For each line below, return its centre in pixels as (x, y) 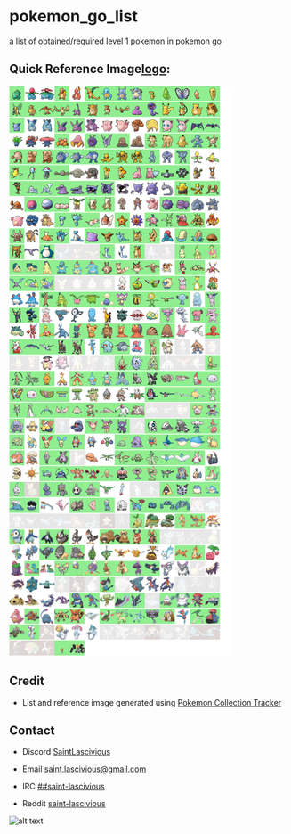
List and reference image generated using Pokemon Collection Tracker (152, 702)
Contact (32, 730)
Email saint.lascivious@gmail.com (84, 769)
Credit (27, 681)
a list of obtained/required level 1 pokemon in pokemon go (116, 41)
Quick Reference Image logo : (90, 69)
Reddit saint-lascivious (64, 804)
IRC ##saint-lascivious (63, 787)
